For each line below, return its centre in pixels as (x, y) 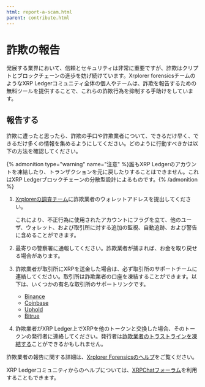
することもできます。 (33, 378)
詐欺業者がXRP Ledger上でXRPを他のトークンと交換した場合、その (100, 329)
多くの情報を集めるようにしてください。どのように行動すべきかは (110, 144)
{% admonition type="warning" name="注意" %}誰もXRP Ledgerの (91, 164)
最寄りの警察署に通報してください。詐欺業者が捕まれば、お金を (95, 248)
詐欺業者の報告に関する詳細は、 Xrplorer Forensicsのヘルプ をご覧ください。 (102, 357)
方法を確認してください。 (49, 151)
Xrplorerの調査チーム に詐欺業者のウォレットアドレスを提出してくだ (100, 199)
